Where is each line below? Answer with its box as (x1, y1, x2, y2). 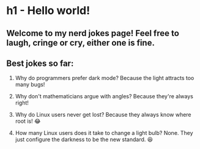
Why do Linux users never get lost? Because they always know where (15, 111, 191, 118)
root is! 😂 (15, 117, 41, 125)
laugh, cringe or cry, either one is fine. (6, 37, 155, 48)
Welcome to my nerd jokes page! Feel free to (6, 28, 179, 38)
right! (15, 99, 29, 107)
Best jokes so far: (6, 58, 74, 68)
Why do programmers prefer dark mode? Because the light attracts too (15, 74, 194, 82)
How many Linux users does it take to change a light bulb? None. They (15, 129, 194, 137)
